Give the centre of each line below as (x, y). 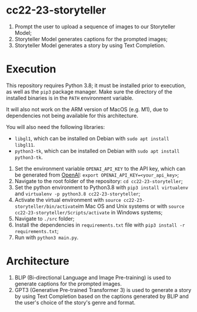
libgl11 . (25, 144)
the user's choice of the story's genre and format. (75, 302)
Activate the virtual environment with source (68, 200)
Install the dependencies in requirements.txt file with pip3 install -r (100, 225)
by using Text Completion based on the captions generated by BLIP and (102, 296)
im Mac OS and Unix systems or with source (131, 206)
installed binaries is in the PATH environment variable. (70, 98)
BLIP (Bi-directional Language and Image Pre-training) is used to (93, 277)
